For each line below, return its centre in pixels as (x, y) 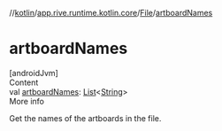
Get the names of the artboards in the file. (85, 118)
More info (27, 101)
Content (24, 82)
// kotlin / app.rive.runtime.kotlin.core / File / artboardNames (111, 13)
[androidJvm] (34, 73)
